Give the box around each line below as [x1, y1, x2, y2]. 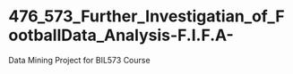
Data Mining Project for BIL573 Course [8, 54, 151, 65]
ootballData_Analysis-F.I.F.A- [8, 25, 234, 45]
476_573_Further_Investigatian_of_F [8, 6, 286, 27]
